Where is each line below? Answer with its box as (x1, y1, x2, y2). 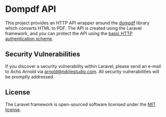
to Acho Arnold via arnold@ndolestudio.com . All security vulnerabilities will (5, 68, 160, 74)
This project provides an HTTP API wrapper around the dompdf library (5, 20, 150, 26)
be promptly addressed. (5, 73, 55, 80)
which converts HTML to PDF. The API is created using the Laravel (5, 25, 142, 31)
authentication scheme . (5, 36, 54, 42)
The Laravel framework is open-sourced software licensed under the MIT (5, 101, 156, 107)
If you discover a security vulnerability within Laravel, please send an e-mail (5, 63, 161, 69)
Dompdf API (5, 3, 56, 15)
